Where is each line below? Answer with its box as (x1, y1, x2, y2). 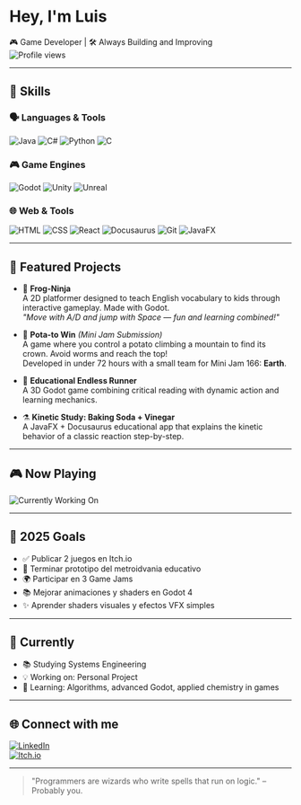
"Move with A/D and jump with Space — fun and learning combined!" (21, 312, 280, 323)
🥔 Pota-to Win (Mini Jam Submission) (21, 330, 163, 341)
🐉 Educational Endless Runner (21, 376, 137, 386)
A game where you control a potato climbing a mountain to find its (21, 339, 266, 349)
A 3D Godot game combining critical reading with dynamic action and (21, 385, 279, 396)
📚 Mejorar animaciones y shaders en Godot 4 (21, 587, 193, 597)
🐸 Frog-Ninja (21, 283, 72, 294)
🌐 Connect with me (9, 716, 119, 731)
